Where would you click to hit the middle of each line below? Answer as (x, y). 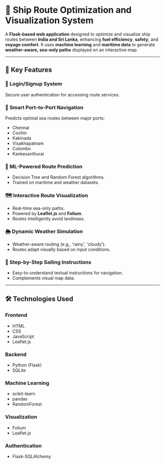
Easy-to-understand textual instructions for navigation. (68, 273)
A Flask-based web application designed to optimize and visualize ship (78, 34)
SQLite (19, 371)
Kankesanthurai (28, 154)
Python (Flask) (27, 365)
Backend (16, 354)
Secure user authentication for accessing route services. (63, 94)
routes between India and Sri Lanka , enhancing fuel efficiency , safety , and (82, 39)
